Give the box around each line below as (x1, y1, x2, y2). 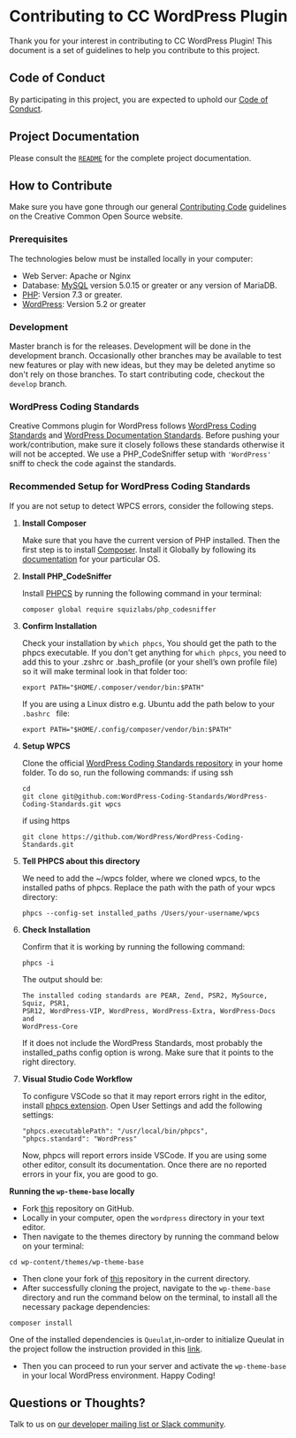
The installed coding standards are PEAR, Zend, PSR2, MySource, (21, 991, 268, 1000)
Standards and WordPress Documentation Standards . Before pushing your (9, 430, 280, 441)
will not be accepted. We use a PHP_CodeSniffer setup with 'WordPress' (9, 449, 272, 459)
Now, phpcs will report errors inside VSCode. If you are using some (21, 1150, 268, 1160)
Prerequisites (9, 233, 68, 245)
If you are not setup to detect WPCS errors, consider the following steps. (9, 500, 274, 511)
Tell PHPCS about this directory (21, 856, 140, 866)
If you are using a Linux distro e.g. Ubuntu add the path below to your (21, 698, 276, 709)
